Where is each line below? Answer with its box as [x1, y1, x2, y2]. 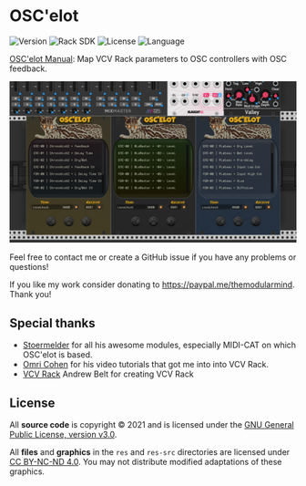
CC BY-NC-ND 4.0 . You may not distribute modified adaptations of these [9, 457, 282, 468]
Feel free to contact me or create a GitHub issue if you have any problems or [9, 252, 297, 263]
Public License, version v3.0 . [9, 429, 117, 440]
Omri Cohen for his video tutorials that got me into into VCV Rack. [22, 359, 270, 370]
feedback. [9, 63, 47, 74]
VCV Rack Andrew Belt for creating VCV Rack [22, 368, 194, 379]
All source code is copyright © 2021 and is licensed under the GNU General [9, 419, 294, 430]
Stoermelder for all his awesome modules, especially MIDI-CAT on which [22, 339, 297, 351]
